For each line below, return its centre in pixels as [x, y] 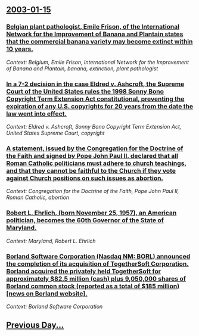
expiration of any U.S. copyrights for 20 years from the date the [100, 106]
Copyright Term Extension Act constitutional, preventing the [95, 99]
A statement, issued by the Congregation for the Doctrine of [95, 148]
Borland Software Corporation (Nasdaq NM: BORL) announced [98, 256]
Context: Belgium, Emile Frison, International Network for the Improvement [98, 62]
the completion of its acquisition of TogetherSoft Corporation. [97, 263]
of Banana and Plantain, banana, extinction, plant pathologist [82, 69]
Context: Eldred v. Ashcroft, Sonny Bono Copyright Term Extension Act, [94, 126]
